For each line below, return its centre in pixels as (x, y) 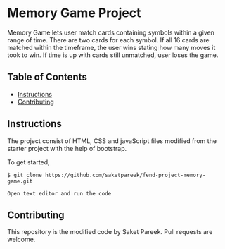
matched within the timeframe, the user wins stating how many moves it (111, 47)
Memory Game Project (74, 13)
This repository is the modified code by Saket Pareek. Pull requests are (110, 232)
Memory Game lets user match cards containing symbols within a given (111, 32)
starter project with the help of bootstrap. (67, 148)
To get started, (29, 162)
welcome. (21, 239)
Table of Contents (47, 77)
